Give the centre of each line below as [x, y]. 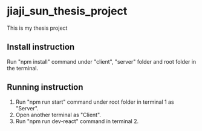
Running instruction [45, 87]
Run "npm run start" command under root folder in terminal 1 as [95, 102]
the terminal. [23, 68]
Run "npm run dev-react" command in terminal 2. [77, 121]
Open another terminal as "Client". [58, 115]
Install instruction [41, 47]
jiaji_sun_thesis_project [67, 11]
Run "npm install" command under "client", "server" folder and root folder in [102, 61]
